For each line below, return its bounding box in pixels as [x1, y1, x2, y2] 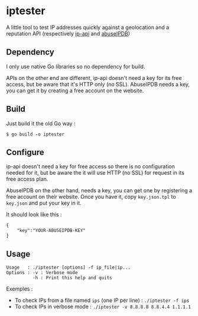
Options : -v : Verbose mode [6, 270, 78, 276]
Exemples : [6, 285, 33, 292]
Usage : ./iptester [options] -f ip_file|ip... [6, 265, 131, 270]
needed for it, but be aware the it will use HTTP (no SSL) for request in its [6, 169, 185, 176]
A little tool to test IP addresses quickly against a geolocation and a [6, 24, 170, 31]
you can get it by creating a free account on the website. [6, 87, 144, 94]
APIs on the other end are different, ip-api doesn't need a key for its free [6, 74, 182, 81]
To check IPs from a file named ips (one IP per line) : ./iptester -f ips [14, 297, 190, 304]
